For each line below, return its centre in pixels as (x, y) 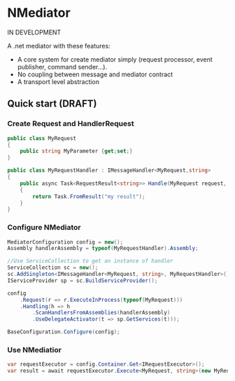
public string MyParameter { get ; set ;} (76, 151)
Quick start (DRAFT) (52, 104)
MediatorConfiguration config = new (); (65, 242)
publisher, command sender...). (62, 67)
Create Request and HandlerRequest (71, 124)
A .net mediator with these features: (59, 46)
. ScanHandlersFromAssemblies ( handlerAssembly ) (101, 313)
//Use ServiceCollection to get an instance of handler (90, 261)
